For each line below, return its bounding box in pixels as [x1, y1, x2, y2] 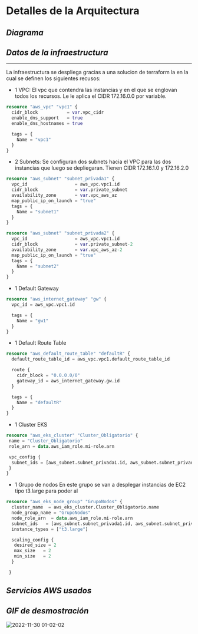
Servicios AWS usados [6, 586, 92, 596]
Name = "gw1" [16, 318, 49, 323]
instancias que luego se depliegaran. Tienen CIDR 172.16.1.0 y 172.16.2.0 [14, 164, 189, 171]
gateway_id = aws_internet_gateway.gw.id [16, 378, 120, 384]
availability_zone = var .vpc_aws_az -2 [11, 246, 123, 253]
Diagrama [6, 28, 44, 38]
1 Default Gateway [14, 285, 59, 292]
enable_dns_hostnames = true [11, 121, 83, 127]
